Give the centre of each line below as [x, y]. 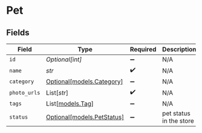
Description [179, 49]
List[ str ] [57, 92]
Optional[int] [64, 59]
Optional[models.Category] [84, 81]
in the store [178, 121]
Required [143, 49]
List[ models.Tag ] [70, 104]
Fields [18, 33]
